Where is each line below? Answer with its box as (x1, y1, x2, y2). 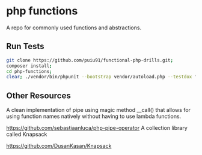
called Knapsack (6, 130, 47, 138)
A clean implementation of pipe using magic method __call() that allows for (6, 107, 191, 114)
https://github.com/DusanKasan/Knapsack (6, 142, 112, 150)
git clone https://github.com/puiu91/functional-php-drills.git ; (6, 57, 173, 63)
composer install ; (6, 63, 52, 69)
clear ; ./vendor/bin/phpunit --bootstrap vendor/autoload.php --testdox (6, 74, 192, 80)
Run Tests (6, 41, 44, 51)
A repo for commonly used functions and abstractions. (6, 24, 142, 31)
